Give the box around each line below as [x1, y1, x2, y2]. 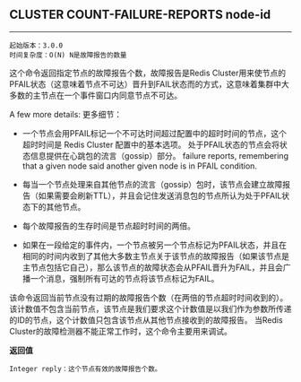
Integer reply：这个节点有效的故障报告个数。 [9, 364, 162, 373]
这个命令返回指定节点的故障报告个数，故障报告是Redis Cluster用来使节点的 [9, 67, 287, 78]
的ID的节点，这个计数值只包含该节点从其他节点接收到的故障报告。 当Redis [9, 314, 284, 326]
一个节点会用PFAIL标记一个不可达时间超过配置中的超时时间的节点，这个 [21, 127, 288, 138]
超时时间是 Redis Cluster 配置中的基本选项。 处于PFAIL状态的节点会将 [21, 139, 280, 150]
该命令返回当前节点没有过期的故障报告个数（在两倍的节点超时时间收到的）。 [9, 291, 288, 303]
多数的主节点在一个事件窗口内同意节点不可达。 [9, 90, 182, 100]
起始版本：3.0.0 [9, 40, 64, 50]
